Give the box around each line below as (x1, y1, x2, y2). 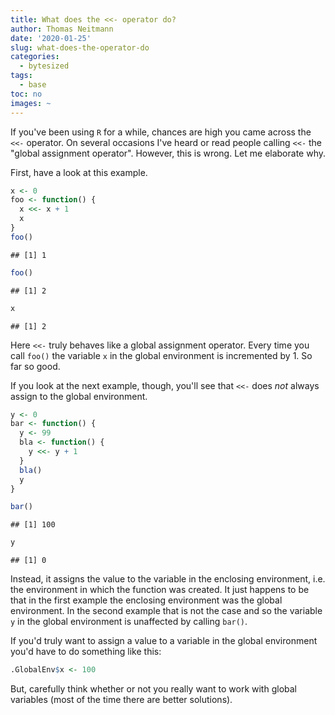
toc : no (10, 89, 43, 99)
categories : (10, 52, 60, 62)
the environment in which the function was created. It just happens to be (10, 584, 310, 596)
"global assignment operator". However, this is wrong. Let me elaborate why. (10, 147, 327, 159)
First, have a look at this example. (10, 166, 148, 178)
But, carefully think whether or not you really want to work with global (10, 683, 297, 695)
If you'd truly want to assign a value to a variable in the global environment (10, 635, 318, 647)
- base (19, 80, 47, 90)
